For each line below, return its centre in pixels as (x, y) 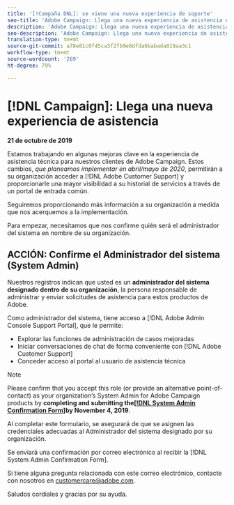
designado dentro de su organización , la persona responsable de (102, 289)
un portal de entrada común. (48, 191)
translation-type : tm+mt (43, 40)
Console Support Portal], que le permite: (65, 326)
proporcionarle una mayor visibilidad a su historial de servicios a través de (114, 183)
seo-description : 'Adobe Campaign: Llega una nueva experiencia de (107, 33)
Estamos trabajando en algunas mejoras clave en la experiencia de (103, 153)
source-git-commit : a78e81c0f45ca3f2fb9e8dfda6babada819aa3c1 (99, 46)
